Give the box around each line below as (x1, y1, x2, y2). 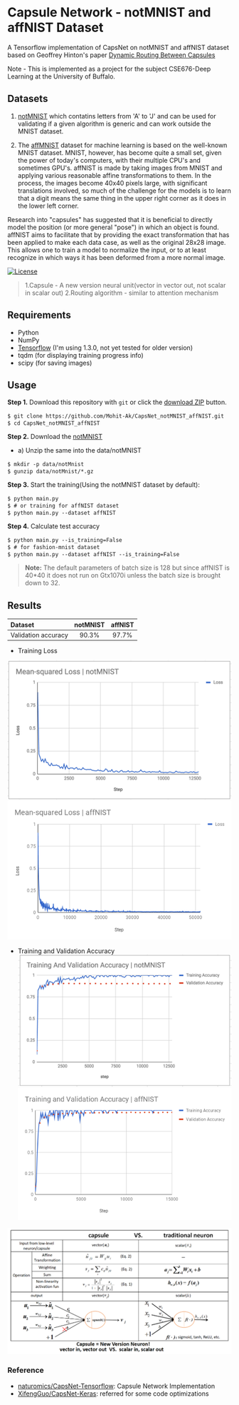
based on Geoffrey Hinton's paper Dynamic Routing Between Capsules (7, 51, 216, 59)
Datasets (7, 93, 48, 105)
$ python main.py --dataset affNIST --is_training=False (7, 551, 180, 558)
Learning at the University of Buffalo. (7, 72, 116, 81)
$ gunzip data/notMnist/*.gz (7, 468, 94, 475)
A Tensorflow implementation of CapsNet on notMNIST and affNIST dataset (7, 43, 229, 51)
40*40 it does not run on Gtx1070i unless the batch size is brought (24, 571, 221, 580)
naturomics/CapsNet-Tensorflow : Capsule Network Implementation (17, 1381, 216, 1390)
